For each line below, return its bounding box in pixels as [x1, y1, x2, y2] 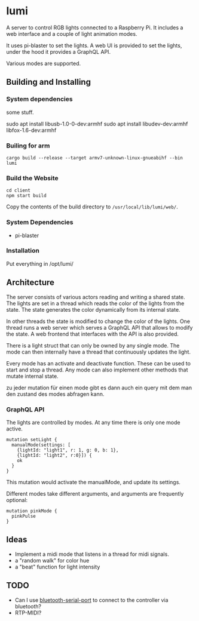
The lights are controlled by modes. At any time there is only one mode [6, 419, 180, 426]
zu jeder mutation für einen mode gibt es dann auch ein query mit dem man [6, 384, 192, 391]
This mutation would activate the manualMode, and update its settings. [6, 478, 181, 485]
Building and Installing [6, 77, 91, 87]
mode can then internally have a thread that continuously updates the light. [6, 348, 191, 355]
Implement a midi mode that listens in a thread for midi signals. [14, 551, 169, 558]
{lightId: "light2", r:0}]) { [17, 452, 93, 458]
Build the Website [6, 174, 59, 182]
